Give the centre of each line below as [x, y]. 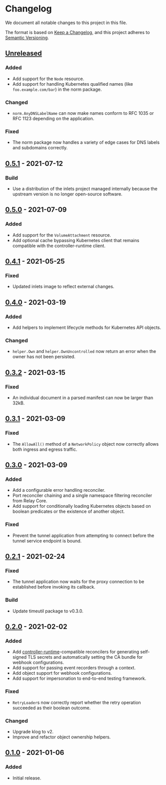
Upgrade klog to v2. [33, 731]
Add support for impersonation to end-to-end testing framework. [79, 678]
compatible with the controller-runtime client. [59, 246]
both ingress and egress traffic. [45, 449]
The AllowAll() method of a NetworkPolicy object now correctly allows [85, 444]
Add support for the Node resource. [48, 79]
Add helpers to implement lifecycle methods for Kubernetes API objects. [87, 327]
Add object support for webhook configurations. [62, 673]
